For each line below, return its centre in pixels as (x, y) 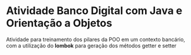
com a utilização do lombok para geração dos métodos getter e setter (91, 46)
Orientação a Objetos (59, 23)
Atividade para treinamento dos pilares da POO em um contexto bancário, (96, 39)
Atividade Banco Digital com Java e (94, 11)
